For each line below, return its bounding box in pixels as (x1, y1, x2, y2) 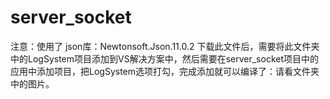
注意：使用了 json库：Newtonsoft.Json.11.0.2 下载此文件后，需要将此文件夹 (10, 40, 320, 52)
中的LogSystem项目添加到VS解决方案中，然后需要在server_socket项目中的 (10, 52, 319, 65)
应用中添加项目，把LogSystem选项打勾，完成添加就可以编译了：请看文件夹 (10, 65, 320, 77)
